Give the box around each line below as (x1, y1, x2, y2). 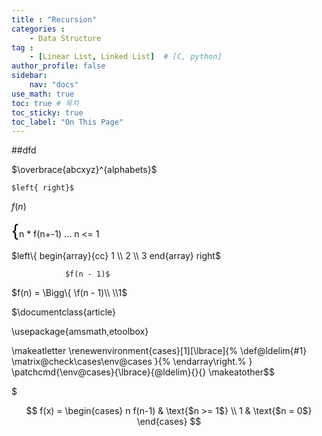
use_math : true (11, 89, 75, 99)
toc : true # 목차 (11, 98, 79, 108)
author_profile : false (11, 61, 106, 71)
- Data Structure (29, 33, 102, 43)
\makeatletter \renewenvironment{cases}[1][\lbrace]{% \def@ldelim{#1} (11, 345, 308, 357)
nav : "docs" (29, 80, 79, 90)
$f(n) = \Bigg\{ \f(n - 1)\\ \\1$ (11, 287, 128, 299)
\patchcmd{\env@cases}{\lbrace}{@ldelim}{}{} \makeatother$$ (11, 366, 276, 378)
